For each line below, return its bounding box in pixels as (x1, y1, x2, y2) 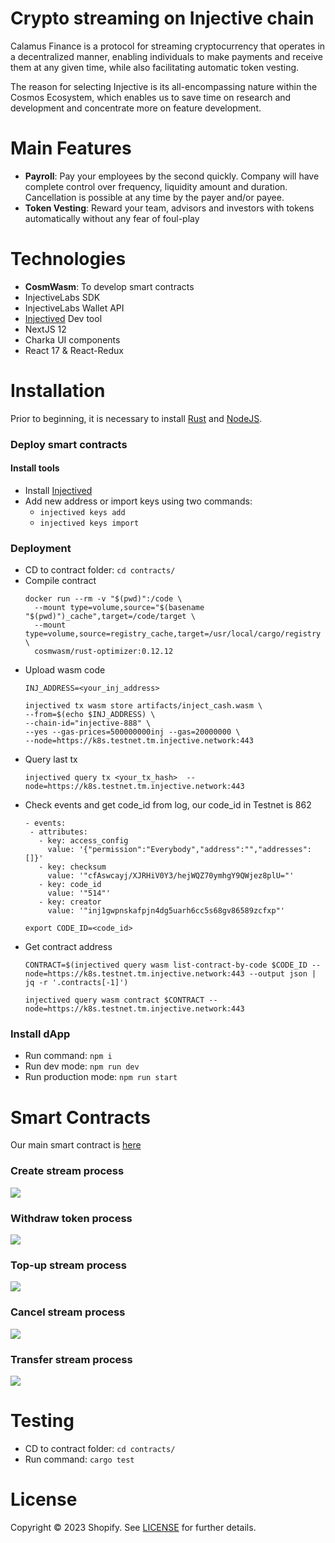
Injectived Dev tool (24, 312, 103, 324)
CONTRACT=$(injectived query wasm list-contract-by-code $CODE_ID (24, 960, 308, 971)
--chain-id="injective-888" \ (24, 718, 152, 729)
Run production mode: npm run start (24, 1071, 178, 1083)
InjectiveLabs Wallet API (24, 302, 125, 314)
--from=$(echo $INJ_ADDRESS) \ (24, 710, 156, 720)
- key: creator (38, 897, 102, 907)
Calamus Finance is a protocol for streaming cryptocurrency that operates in (10, 40, 326, 52)
